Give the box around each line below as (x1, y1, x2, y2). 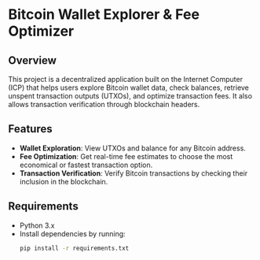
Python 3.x (19, 221, 55, 230)
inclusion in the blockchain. (19, 176, 108, 186)
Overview (8, 54, 57, 67)
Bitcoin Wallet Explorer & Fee (8, 6, 200, 24)
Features (8, 122, 53, 136)
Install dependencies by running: (19, 228, 126, 238)
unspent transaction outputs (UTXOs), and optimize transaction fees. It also (8, 91, 253, 100)
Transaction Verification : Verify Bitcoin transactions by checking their (19, 168, 248, 178)
